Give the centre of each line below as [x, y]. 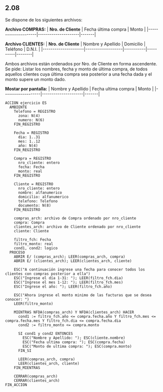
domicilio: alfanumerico [43, 197]
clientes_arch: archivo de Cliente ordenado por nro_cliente [77, 227]
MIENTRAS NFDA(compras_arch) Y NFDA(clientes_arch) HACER [74, 312]
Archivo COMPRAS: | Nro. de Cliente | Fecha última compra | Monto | [75, 29]
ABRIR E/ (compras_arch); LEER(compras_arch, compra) [70, 257]
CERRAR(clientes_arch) [37, 380]
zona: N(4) [29, 116]
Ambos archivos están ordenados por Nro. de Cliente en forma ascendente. [81, 63]
